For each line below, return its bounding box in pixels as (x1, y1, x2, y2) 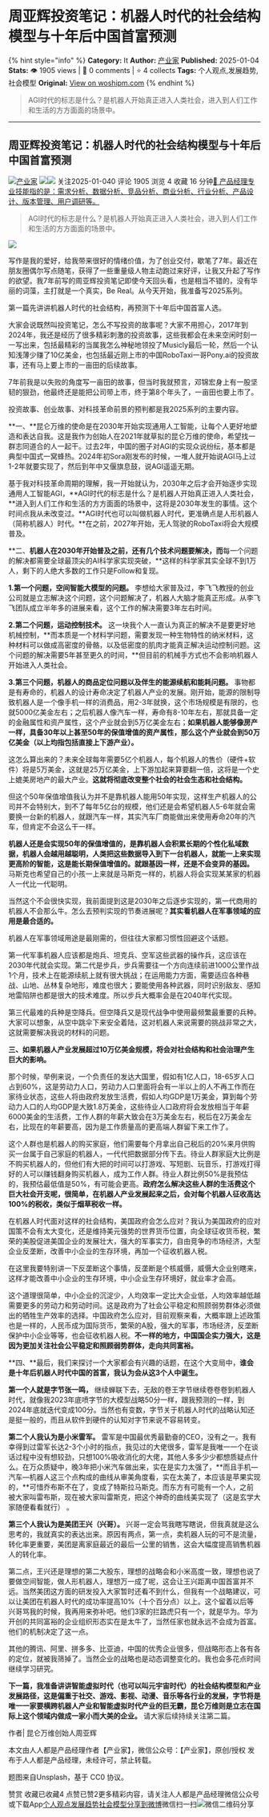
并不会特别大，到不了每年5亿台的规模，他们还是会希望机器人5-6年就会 (14, 801, 249, 811)
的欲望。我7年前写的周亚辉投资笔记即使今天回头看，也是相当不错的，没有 (8, 275, 251, 285)
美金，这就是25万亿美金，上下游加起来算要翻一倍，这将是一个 (47, 764, 253, 774)
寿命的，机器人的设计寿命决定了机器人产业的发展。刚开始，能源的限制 (22, 687, 254, 697)
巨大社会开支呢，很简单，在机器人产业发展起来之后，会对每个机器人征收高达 (8, 1189, 261, 1199)
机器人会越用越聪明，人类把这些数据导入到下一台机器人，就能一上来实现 (22, 849, 261, 858)
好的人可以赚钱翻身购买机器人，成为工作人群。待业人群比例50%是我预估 (8, 1169, 248, 1179)
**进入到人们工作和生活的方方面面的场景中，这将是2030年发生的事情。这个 (8, 499, 258, 508)
